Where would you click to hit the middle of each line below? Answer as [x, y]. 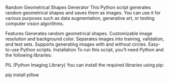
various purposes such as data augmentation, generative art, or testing [80, 18]
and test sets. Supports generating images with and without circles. [76, 44]
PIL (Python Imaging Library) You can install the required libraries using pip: [85, 65]
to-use [12, 50]
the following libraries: [29, 55]
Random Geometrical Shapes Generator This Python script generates [78, 7]
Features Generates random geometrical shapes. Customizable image [79, 33]
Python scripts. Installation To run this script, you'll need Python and [92, 50]
